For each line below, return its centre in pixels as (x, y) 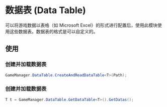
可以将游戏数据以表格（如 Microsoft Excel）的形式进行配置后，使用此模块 (81, 25)
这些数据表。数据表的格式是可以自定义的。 (54, 31)
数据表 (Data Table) (46, 10)
